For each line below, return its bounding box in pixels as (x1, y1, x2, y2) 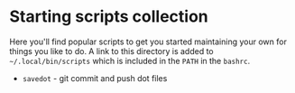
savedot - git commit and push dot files (22, 72, 168, 83)
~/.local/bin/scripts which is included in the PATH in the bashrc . (9, 55, 251, 66)
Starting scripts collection (9, 6, 209, 27)
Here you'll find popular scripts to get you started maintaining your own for (9, 36, 287, 47)
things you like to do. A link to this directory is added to (9, 45, 214, 56)
